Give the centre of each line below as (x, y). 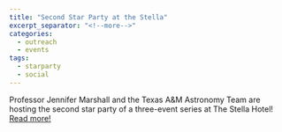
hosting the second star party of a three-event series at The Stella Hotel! (141, 109)
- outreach (37, 42)
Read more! (30, 118)
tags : (19, 58)
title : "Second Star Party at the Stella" (88, 17)
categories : (31, 33)
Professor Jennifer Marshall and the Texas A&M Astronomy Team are (135, 99)
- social (33, 75)
